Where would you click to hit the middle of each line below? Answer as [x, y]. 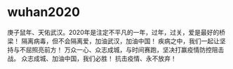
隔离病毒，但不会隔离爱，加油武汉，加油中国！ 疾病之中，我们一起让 [120, 41]
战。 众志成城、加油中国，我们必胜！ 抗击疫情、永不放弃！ [92, 58]
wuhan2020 [44, 12]
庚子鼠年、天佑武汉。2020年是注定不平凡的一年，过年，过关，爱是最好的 [113, 32]
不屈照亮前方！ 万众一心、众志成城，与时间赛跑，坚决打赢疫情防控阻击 [122, 49]
